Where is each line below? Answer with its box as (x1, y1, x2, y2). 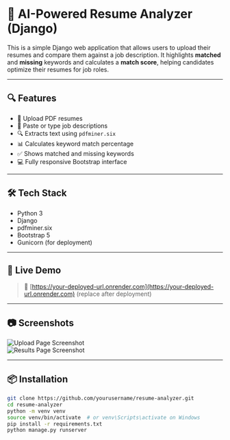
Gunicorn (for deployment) (16, 238, 92, 246)
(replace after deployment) (76, 290, 152, 298)
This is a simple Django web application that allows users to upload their (7, 43, 211, 51)
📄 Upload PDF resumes (16, 114, 84, 122)
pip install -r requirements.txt (7, 420, 103, 428)
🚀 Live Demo (7, 264, 62, 276)
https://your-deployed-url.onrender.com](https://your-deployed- (31, 283, 214, 291)
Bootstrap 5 (16, 231, 51, 239)
